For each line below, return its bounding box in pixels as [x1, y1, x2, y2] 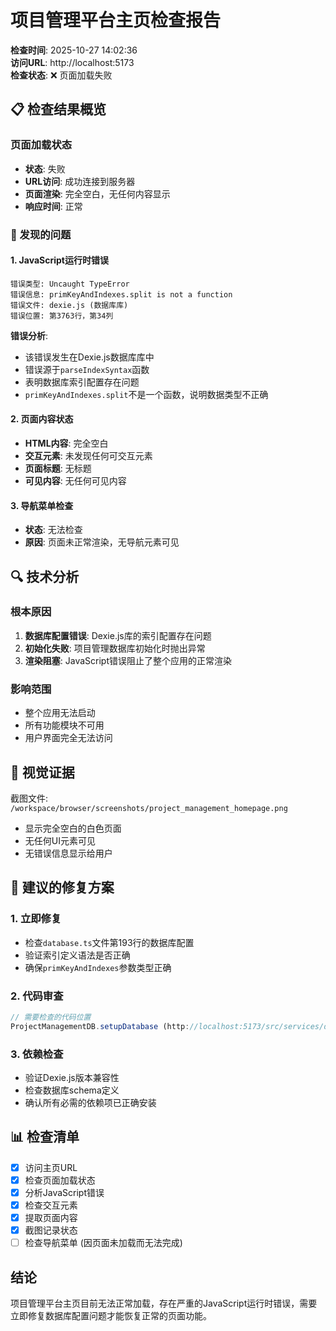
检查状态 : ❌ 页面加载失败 [10, 69, 113, 81]
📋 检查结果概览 [10, 101, 107, 118]
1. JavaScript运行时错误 [10, 254, 109, 266]
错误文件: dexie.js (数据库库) [10, 300, 129, 310]
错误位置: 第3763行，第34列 [10, 311, 114, 321]
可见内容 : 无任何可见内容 [24, 474, 127, 486]
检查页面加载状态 [24, 1174, 96, 1186]
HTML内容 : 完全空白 [24, 437, 109, 449]
